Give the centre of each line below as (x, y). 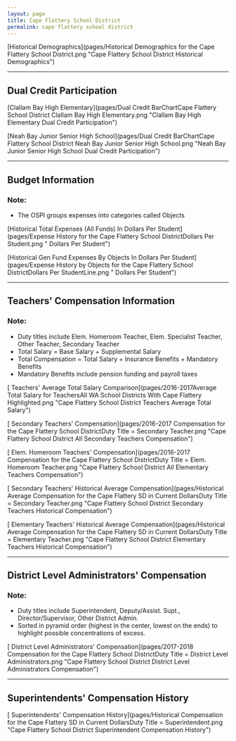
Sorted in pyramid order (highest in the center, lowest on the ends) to (117, 626)
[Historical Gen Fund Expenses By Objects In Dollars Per (89, 257)
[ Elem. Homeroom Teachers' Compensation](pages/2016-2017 (99, 452)
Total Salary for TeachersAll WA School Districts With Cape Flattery (105, 395)
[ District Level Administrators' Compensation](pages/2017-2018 (100, 647)
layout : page (26, 14)
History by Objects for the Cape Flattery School (124, 265)
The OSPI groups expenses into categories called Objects (101, 215)
